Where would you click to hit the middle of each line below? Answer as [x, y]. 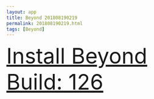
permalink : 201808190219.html [45, 23]
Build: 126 [55, 82]
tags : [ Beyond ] [26, 29]
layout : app [21, 12]
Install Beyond [77, 56]
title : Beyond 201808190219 [42, 18]
